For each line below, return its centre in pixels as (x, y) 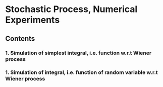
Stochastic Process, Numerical (71, 9)
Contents (20, 38)
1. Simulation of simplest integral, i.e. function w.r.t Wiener (78, 53)
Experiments (33, 20)
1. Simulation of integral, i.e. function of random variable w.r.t (82, 72)
